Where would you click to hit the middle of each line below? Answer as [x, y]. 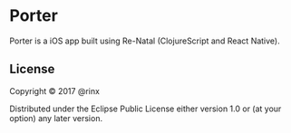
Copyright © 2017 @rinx [54, 90]
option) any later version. [56, 118]
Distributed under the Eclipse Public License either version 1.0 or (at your [145, 109]
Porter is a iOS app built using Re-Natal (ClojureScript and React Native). [145, 41]
